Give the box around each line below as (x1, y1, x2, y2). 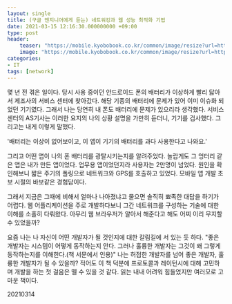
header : (7, 36, 30, 43)
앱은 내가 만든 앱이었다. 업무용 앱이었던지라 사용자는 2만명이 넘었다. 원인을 (14, 160, 215, 169)
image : (19, 49, 39, 56)
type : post (7, 29, 39, 37)
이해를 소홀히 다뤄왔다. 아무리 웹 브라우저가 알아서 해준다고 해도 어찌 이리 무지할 (7, 209, 223, 218)
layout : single (7, 10, 51, 17)
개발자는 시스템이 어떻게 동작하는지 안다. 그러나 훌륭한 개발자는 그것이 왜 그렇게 (7, 241, 221, 249)
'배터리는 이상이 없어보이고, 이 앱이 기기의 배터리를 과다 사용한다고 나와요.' (7, 137, 207, 145)
